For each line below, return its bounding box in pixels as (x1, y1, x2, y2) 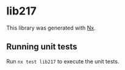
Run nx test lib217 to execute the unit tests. (6, 57, 120, 65)
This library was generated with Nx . (6, 24, 96, 31)
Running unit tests (6, 42, 77, 52)
